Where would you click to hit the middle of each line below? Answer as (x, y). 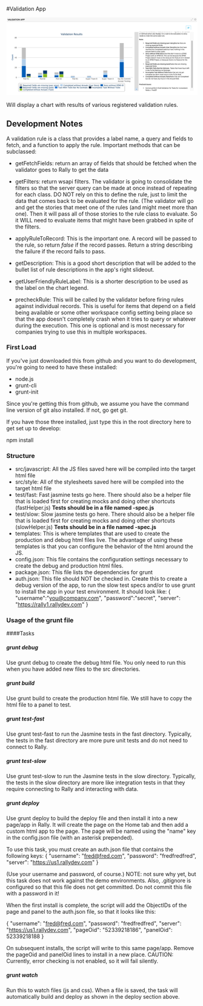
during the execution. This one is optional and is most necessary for (100, 325)
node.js (25, 378)
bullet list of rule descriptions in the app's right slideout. (85, 269)
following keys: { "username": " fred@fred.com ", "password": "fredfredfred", (101, 856)
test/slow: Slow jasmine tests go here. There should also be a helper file (105, 514)
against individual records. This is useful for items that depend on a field (105, 306)
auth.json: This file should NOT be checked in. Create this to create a (101, 579)
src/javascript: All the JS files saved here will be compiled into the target (105, 469)
